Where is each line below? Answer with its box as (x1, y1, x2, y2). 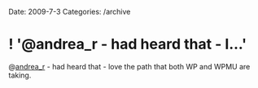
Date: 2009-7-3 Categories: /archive (8, 7, 131, 16)
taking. (8, 70, 32, 80)
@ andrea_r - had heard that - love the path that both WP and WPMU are (8, 61, 251, 71)
